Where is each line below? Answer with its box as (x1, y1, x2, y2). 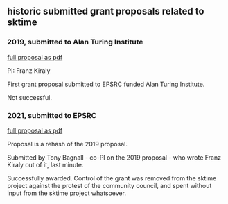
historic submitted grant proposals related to (7, 6, 204, 17)
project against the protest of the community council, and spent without (7, 181, 212, 189)
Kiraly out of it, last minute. (7, 160, 85, 169)
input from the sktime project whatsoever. (7, 189, 127, 197)
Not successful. (7, 93, 52, 101)
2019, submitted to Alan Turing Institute (7, 37, 143, 47)
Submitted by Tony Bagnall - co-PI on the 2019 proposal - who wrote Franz (7, 153, 222, 162)
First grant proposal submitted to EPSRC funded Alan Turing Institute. (7, 80, 205, 88)
